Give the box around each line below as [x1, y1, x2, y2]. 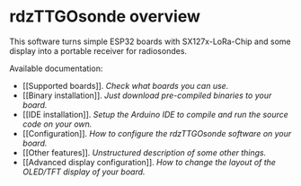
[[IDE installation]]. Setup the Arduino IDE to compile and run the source [22, 109, 289, 120]
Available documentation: [9, 63, 103, 74]
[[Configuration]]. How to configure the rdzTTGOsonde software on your [22, 128, 292, 138]
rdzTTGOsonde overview [9, 6, 200, 27]
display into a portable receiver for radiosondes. [9, 45, 187, 56]
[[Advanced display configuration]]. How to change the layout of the [22, 156, 277, 167]
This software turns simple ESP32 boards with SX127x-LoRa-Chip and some [9, 36, 291, 47]
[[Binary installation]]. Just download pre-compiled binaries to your [22, 90, 272, 101]
